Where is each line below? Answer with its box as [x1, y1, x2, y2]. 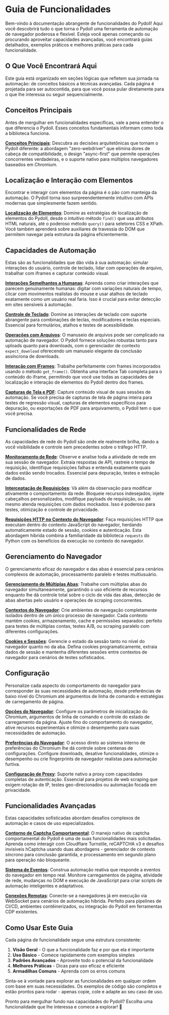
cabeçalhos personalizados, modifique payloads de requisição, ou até [5, 496, 151, 501]
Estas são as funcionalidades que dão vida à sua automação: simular [5, 259, 149, 266]
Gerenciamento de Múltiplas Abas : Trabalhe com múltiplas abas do [5, 581, 147, 587]
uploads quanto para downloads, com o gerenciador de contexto [5, 343, 140, 349]
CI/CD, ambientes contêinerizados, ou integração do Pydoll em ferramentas [5, 903, 162, 909]
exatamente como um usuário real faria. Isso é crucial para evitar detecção [5, 296, 161, 302]
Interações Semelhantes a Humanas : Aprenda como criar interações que [5, 280, 159, 286]
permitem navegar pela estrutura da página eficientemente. [5, 232, 129, 238]
